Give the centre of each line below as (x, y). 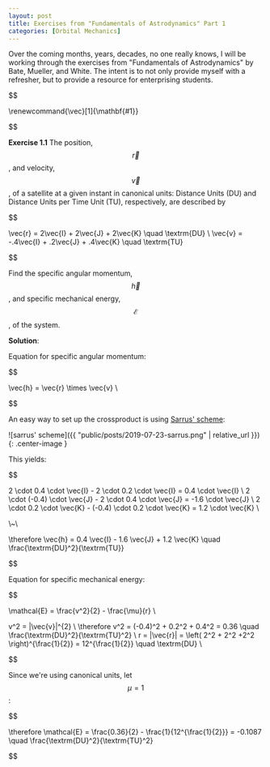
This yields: (27, 460)
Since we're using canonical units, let (70, 675)
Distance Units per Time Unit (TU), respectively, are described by (117, 202)
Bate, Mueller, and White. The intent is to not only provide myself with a (127, 71)
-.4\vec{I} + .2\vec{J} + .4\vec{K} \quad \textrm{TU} (96, 242)
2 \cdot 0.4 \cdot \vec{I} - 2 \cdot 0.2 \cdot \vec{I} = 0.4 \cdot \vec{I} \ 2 (129, 491)
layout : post (30, 16)
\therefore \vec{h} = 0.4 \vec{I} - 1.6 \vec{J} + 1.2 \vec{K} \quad (114, 539)
